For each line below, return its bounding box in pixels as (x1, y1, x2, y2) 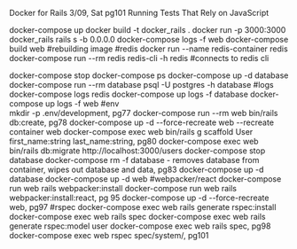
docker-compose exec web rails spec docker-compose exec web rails (9, 212, 266, 222)
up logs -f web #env (45, 98, 120, 109)
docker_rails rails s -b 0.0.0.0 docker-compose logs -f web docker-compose (9, 35, 289, 44)
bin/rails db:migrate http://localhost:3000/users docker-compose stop (9, 145, 266, 156)
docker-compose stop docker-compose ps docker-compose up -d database (9, 70, 289, 81)
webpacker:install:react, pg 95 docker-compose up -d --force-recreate (9, 192, 270, 203)
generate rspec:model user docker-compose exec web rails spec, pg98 (9, 221, 271, 231)
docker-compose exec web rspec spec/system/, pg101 (9, 230, 209, 240)
